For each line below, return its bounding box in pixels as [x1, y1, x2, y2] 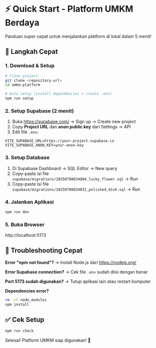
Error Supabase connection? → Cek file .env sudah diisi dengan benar [5, 269, 148, 274]
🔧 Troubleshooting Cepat [5, 247, 83, 255]
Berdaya [5, 17, 40, 28]
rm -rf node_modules [5, 297, 47, 302]
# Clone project [5, 74, 38, 78]
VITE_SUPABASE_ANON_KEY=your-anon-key [5, 143, 84, 148]
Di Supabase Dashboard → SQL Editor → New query [12, 165, 118, 171]
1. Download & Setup [5, 62, 55, 69]
